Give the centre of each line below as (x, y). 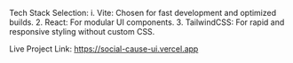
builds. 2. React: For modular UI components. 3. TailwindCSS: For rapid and (147, 22)
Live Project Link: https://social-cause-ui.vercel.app (104, 49)
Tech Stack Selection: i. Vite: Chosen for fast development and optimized (143, 13)
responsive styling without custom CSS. (82, 31)
